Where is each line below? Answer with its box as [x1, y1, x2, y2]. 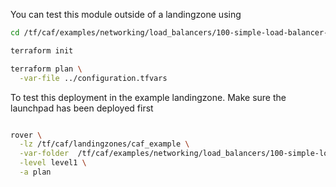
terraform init [10, 45, 74, 56]
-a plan [19, 167, 52, 177]
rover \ [10, 130, 43, 140]
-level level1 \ [19, 158, 87, 168]
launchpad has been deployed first [10, 102, 154, 114]
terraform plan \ [10, 64, 83, 74]
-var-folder [19, 149, 70, 159]
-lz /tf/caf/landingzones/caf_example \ [19, 139, 190, 149]
